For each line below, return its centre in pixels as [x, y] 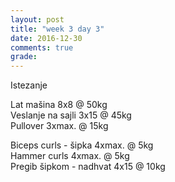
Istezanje [29, 85]
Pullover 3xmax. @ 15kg [59, 126]
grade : [24, 57]
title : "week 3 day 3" [57, 29]
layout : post [37, 19]
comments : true [42, 47]
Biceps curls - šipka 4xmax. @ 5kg [82, 145]
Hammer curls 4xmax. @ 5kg [70, 156]
